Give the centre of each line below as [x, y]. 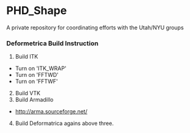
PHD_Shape [37, 11]
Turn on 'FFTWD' [37, 75]
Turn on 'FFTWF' [36, 81]
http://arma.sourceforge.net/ [51, 112]
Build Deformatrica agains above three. [64, 123]
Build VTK [28, 93]
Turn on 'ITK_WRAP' [41, 68]
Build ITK [27, 57]
